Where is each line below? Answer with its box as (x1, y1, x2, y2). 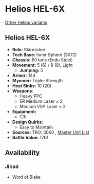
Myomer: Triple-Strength (12, 77, 63, 83)
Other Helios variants (5, 19, 48, 25)
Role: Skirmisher (12, 46, 46, 52)
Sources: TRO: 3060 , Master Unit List (12, 129, 89, 135)
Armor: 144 (12, 72, 36, 78)
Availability (5, 148, 40, 157)
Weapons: (12, 88, 34, 93)
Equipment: (12, 109, 37, 114)
